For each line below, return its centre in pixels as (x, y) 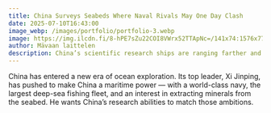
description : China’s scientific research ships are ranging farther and (135, 53)
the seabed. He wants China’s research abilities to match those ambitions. (131, 102)
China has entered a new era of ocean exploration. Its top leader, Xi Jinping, (134, 76)
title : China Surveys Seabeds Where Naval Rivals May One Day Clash (126, 16)
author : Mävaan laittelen (52, 46)
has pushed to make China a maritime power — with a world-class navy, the (135, 85)
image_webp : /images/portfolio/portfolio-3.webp (92, 31)
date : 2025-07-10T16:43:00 (54, 23)
